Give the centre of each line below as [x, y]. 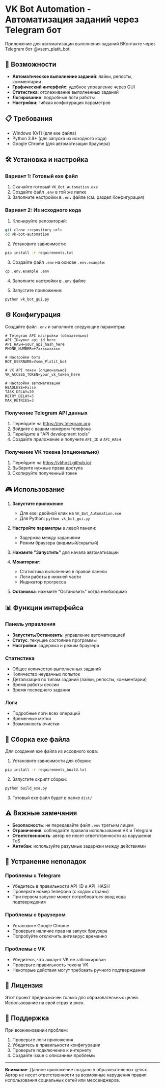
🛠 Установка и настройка [47, 160]
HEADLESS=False [21, 387]
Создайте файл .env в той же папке [49, 192]
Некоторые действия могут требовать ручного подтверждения [79, 970]
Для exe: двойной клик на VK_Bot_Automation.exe [70, 513]
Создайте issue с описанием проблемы [54, 1055]
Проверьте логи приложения [43, 1040]
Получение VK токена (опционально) [52, 452]
